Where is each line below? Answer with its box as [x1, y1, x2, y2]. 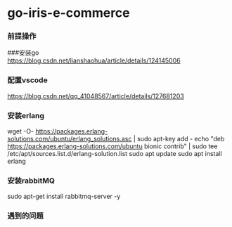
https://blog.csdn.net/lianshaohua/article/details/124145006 [7, 56, 181, 65]
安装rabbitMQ [7, 176, 55, 186]
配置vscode [7, 75, 48, 85]
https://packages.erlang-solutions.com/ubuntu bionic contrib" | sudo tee [7, 142, 218, 150]
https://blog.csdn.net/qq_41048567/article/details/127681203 [7, 91, 184, 100]
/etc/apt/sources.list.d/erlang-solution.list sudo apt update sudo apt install [7, 150, 223, 158]
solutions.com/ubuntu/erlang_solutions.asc [7, 135, 132, 143]
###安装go [7, 48, 39, 57]
